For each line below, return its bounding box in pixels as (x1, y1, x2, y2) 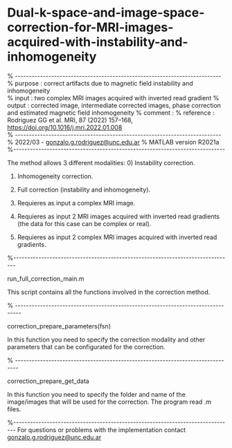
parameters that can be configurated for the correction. (7, 342, 166, 351)
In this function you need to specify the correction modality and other (7, 335, 206, 344)
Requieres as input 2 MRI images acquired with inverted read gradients (17, 212, 220, 221)
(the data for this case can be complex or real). (17, 219, 152, 227)
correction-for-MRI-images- (7, 19, 174, 35)
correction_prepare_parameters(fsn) (7, 321, 111, 330)
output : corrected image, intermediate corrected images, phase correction (7, 101, 222, 109)
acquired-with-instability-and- (7, 35, 188, 50)
